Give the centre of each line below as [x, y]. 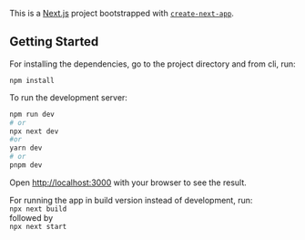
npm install [32, 80]
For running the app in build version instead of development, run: [131, 200]
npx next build [38, 209]
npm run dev [32, 114]
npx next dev [34, 131]
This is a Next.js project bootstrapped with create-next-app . [122, 13]
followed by [31, 217]
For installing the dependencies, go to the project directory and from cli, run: [152, 64]
